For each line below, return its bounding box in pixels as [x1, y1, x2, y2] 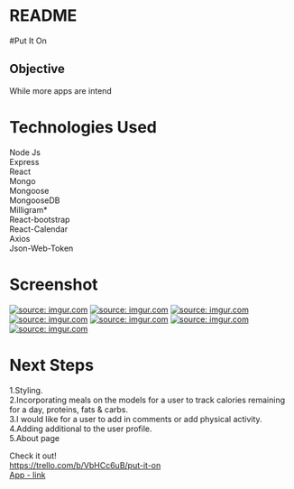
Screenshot [9, 274, 98, 294]
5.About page [9, 432, 60, 443]
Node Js [9, 146, 41, 158]
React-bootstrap [9, 214, 70, 225]
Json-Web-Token [9, 243, 74, 254]
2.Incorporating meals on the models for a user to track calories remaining [9, 394, 286, 405]
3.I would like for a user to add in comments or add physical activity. [9, 413, 263, 424]
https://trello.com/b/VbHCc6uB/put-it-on [9, 459, 161, 470]
